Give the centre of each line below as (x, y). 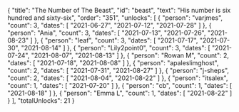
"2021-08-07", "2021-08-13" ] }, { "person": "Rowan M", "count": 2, (130, 55)
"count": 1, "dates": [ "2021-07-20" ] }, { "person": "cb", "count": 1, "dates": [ (120, 85)
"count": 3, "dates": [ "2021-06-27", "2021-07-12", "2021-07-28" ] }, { (110, 25)
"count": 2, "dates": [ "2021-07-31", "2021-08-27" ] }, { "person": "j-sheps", (118, 71)
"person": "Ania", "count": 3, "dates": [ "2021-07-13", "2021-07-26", (107, 33)
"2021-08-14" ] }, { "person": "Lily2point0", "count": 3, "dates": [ (116, 48)
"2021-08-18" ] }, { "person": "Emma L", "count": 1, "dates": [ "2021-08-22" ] (120, 93)
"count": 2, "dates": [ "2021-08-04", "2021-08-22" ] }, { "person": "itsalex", (118, 78)
